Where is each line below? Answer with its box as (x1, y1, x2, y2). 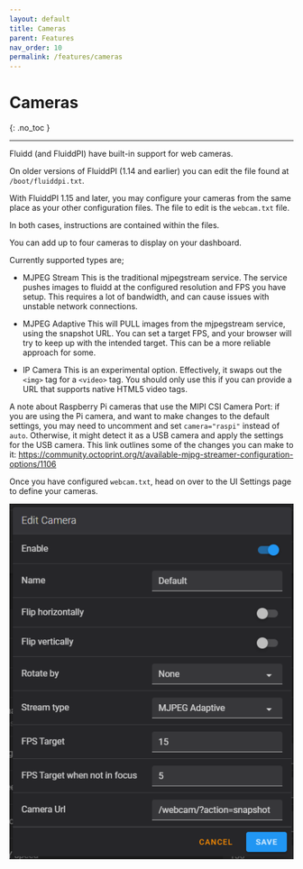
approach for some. (22, 347, 96, 358)
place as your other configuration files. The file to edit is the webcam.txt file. (9, 203, 290, 214)
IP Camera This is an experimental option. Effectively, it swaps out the (22, 365, 282, 376)
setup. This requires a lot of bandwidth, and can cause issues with (22, 291, 270, 302)
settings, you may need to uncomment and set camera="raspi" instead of (9, 420, 280, 432)
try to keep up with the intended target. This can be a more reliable (22, 338, 271, 349)
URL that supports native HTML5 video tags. (22, 384, 188, 395)
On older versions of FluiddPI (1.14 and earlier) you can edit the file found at (9, 166, 289, 177)
